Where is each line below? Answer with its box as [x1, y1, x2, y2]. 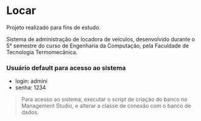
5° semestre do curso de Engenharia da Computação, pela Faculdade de [6, 42, 189, 49]
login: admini [15, 77, 48, 85]
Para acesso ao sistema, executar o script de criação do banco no [21, 95, 188, 103]
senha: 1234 [15, 84, 46, 91]
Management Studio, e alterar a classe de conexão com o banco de [21, 102, 191, 109]
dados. [21, 109, 39, 116]
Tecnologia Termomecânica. [6, 48, 78, 55]
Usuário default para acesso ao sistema [6, 63, 126, 72]
